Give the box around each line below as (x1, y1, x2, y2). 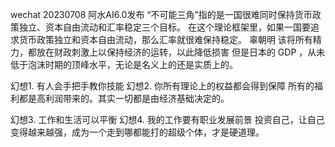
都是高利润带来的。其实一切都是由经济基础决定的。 (18, 93, 230, 104)
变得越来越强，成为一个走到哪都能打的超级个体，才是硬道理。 (10, 126, 265, 138)
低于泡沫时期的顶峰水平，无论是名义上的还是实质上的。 (10, 59, 238, 70)
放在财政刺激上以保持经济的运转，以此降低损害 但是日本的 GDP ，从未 (36, 46, 326, 58)
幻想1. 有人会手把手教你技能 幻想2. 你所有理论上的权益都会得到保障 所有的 (10, 80, 315, 92)
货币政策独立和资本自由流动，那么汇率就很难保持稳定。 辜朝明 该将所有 (18, 34, 313, 45)
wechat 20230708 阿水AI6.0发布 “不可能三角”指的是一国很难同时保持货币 (10, 9, 313, 20)
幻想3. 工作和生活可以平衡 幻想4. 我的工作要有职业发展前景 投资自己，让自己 (10, 114, 325, 125)
